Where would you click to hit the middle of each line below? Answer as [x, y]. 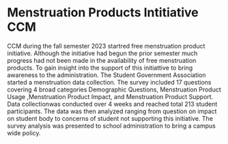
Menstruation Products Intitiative [103, 13]
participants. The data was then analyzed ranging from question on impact [112, 111]
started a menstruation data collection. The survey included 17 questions [109, 82]
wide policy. [24, 133]
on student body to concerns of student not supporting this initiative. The [110, 118]
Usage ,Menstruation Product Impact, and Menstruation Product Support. [110, 96]
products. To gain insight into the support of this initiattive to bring [100, 68]
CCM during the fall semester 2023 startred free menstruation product [106, 46]
